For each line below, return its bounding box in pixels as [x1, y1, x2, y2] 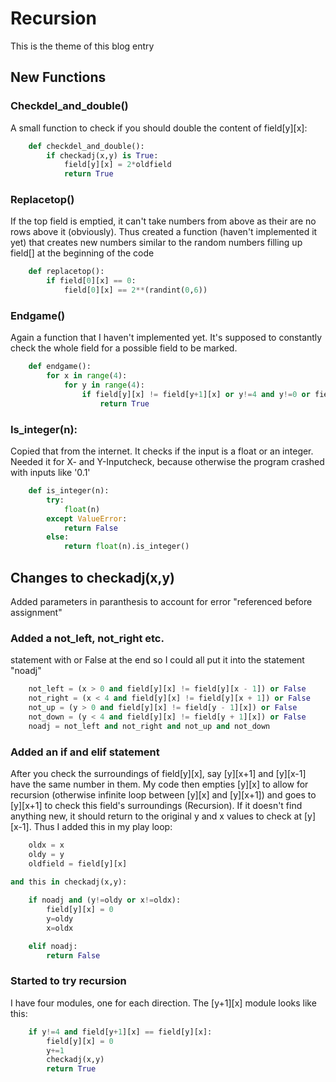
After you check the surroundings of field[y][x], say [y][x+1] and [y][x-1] [10, 767, 307, 779]
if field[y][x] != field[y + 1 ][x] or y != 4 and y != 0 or [81, 389, 311, 399]
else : [46, 532, 70, 542]
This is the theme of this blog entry [10, 40, 155, 52]
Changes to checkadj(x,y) [10, 569, 175, 586]
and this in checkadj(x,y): [10, 877, 128, 887]
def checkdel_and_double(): [28, 141, 145, 151]
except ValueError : [46, 513, 128, 524]
